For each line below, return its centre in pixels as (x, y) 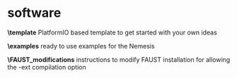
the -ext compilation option (47, 67)
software (34, 13)
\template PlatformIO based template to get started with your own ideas (112, 32)
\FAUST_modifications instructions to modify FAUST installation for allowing (119, 59)
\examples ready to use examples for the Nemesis (81, 46)
